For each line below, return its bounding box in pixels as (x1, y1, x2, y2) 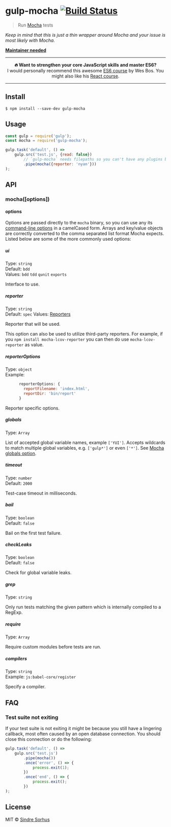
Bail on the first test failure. (5, 530, 62, 536)
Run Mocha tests (17, 22, 53, 28)
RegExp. (5, 609, 23, 615)
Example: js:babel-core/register (5, 674, 76, 680)
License (5, 803, 31, 812)
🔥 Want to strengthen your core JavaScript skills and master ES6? (14, 62, 157, 68)
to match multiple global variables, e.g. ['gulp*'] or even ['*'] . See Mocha (5, 445, 164, 451)
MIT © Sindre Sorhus (5, 816, 50, 822)
